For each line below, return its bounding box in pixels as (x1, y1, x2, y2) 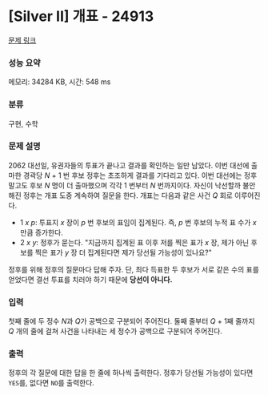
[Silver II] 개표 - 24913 (8, 7, 154, 26)
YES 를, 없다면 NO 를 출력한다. (8, 378, 94, 388)
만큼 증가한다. (19, 228, 64, 237)
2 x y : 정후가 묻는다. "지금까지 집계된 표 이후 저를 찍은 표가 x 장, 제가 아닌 (19, 237, 250, 247)
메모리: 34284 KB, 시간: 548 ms (8, 77, 111, 87)
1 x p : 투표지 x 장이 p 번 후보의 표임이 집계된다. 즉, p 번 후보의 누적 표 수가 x (19, 217, 258, 227)
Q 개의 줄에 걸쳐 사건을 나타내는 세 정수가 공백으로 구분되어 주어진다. (8, 326, 222, 337)
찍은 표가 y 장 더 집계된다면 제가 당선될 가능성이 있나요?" (34, 248, 212, 257)
